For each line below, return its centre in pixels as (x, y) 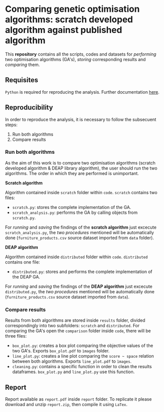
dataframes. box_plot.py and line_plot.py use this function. (73, 372)
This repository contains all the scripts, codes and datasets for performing (81, 54)
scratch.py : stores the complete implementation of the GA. (72, 207)
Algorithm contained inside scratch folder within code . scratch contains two (81, 192)
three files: (16, 336)
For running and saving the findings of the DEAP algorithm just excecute (79, 286)
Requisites (22, 80)
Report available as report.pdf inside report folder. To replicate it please (79, 399)
